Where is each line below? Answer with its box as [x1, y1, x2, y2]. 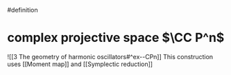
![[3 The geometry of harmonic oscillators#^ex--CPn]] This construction [7, 52, 214, 61]
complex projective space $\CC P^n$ [7, 30, 225, 45]
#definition [7, 6, 38, 14]
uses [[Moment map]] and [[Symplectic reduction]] [7, 60, 153, 68]
